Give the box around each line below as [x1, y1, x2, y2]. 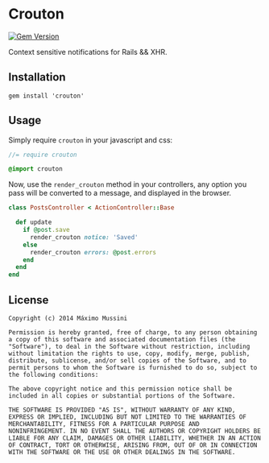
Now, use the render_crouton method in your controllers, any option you [8, 180, 247, 189]
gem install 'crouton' [8, 92, 85, 100]
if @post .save [23, 226, 70, 234]
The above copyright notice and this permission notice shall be [8, 385, 232, 393]
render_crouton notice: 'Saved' [29, 233, 139, 242]
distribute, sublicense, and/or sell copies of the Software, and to [8, 357, 247, 365]
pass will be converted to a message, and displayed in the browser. [8, 188, 232, 198]
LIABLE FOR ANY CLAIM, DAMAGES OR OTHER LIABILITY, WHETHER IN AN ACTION [8, 434, 262, 442]
